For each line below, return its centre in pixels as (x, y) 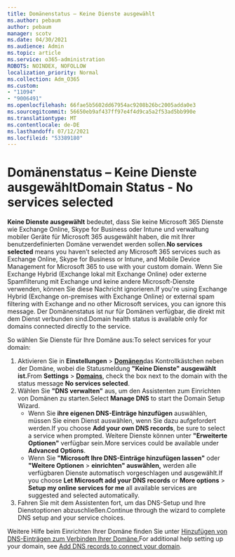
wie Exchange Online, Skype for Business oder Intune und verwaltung (108, 230)
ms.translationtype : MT (42, 118)
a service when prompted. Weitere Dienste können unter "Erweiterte (128, 435)
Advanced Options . (57, 451)
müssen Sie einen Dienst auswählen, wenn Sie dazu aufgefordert (122, 421)
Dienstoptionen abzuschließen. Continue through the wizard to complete (121, 511)
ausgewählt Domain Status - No (100, 188)
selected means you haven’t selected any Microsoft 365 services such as (114, 252)
